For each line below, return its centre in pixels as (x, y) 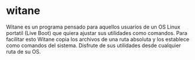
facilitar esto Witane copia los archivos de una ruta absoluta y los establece (98, 39)
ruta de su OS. (24, 51)
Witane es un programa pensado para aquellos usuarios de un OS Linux (93, 27)
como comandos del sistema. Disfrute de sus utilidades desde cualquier (94, 45)
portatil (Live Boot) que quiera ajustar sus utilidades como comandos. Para (97, 33)
